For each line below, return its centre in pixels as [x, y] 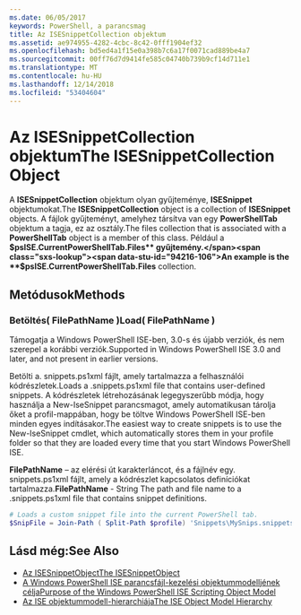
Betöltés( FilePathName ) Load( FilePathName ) [112, 320]
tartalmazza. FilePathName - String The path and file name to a [125, 489]
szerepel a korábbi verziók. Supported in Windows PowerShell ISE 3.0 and [145, 350]
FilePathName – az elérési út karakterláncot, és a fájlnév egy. [122, 470]
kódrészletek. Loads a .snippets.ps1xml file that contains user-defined [138, 385]
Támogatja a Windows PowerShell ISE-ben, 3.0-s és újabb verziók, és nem [147, 340]
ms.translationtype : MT [54, 68]
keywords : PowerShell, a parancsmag [77, 26]
